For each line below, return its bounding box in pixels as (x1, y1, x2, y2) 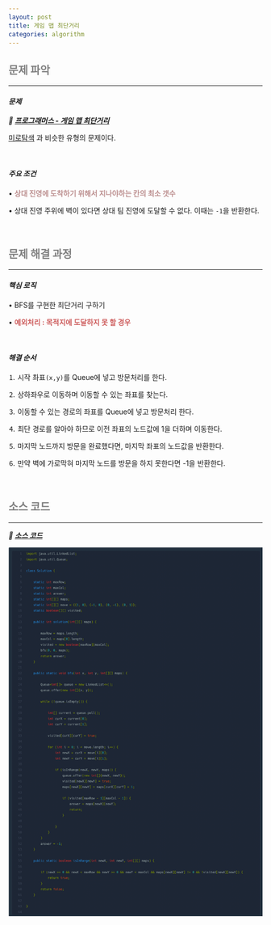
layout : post (8, 13, 52, 21)
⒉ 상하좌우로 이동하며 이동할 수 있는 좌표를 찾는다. (8, 389, 169, 399)
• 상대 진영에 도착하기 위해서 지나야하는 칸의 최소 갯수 (8, 188, 176, 198)
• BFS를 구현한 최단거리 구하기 (8, 300, 106, 310)
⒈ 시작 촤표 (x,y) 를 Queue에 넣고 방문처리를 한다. (8, 372, 168, 382)
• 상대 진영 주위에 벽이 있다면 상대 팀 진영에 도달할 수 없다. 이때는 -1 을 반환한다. (8, 205, 260, 215)
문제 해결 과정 (8, 247, 73, 260)
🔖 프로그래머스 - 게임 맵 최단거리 (8, 116, 110, 125)
